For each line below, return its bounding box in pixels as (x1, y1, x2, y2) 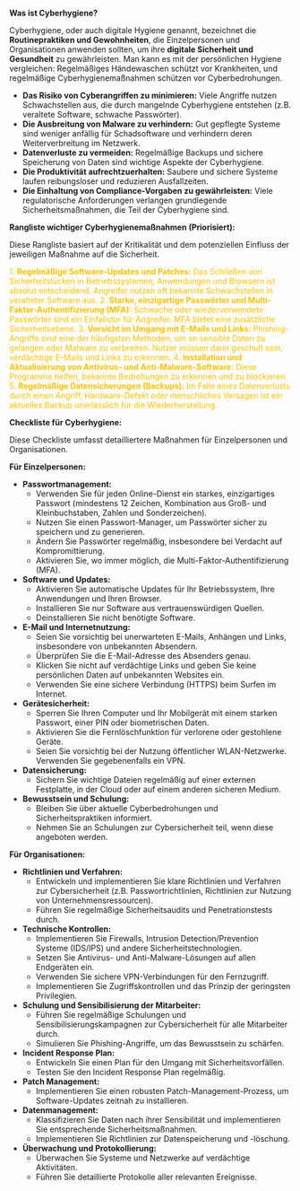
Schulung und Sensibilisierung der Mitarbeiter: (21, 1000, 201, 1011)
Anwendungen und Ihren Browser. (35, 593, 162, 604)
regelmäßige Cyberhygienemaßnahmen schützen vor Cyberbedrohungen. (9, 73, 283, 83)
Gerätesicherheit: (21, 698, 90, 708)
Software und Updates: (21, 574, 111, 584)
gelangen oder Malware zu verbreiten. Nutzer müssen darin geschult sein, (9, 343, 284, 353)
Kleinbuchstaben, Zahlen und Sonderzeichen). (35, 507, 208, 518)
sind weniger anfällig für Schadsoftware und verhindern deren (21, 128, 253, 138)
